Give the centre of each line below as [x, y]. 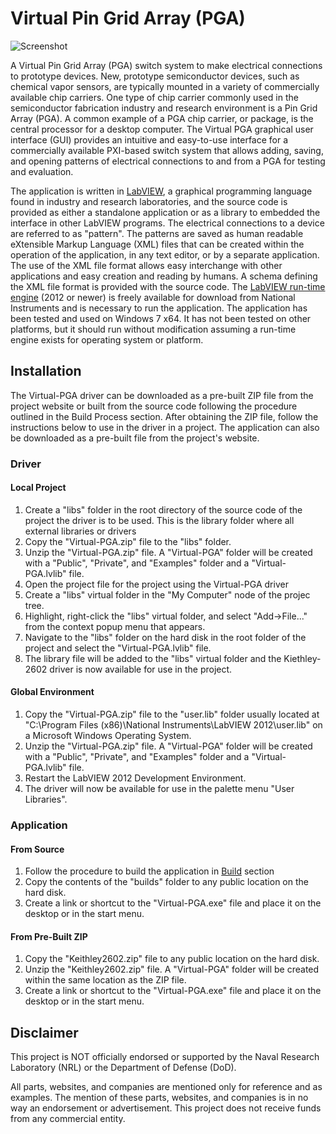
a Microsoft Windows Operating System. [108, 736]
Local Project [38, 488]
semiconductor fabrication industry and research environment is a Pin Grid [164, 108]
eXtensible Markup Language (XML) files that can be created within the [157, 244]
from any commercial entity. [68, 1119]
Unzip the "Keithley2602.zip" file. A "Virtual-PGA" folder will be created [172, 969]
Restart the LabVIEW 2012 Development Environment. [135, 778]
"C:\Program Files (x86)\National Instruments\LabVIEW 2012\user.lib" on [173, 725]
